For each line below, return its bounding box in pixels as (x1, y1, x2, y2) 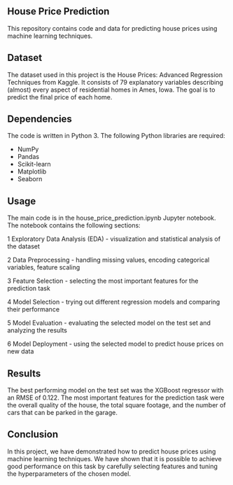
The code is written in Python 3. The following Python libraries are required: (7, 132, 225, 140)
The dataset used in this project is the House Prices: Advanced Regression (7, 70, 223, 79)
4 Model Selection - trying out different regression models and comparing (7, 297, 220, 307)
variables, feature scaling (7, 263, 80, 272)
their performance (7, 305, 60, 314)
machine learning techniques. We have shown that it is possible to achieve (7, 454, 222, 463)
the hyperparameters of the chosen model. (7, 469, 132, 478)
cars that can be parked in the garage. (7, 409, 118, 417)
